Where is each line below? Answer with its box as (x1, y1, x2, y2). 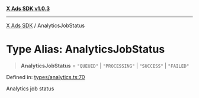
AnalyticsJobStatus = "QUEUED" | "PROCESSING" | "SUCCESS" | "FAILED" (20, 62, 190, 69)
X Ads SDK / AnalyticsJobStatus (6, 22, 85, 29)
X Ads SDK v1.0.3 (6, 5, 50, 12)
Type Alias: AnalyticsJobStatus (6, 43, 165, 56)
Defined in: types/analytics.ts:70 (6, 73, 85, 80)
